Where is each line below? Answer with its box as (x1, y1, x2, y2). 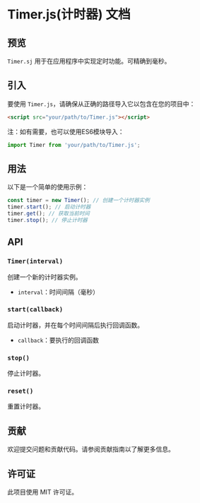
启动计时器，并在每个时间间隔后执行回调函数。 (7, 321, 143, 329)
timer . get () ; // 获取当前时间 (7, 210, 90, 218)
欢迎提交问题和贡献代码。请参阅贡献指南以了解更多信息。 (7, 445, 175, 454)
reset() (7, 387, 34, 396)
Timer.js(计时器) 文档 (7, 6, 131, 23)
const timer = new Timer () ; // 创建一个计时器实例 (7, 197, 150, 204)
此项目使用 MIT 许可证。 (7, 488, 78, 497)
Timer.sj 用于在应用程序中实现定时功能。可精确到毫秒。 (7, 57, 171, 65)
